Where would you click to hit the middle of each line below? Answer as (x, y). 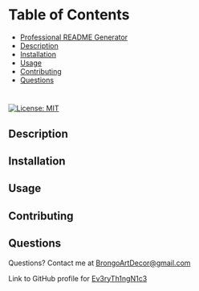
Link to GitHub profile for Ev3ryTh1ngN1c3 (78, 278)
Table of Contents (69, 15)
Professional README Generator (74, 37)
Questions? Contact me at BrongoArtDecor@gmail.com (99, 263)
